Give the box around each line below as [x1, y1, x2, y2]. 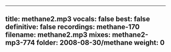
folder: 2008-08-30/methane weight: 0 [36, 38, 165, 47]
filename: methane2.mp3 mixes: [5, 31, 111, 39]
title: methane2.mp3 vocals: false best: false [5, 15, 150, 23]
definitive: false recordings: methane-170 [5, 23, 140, 31]
